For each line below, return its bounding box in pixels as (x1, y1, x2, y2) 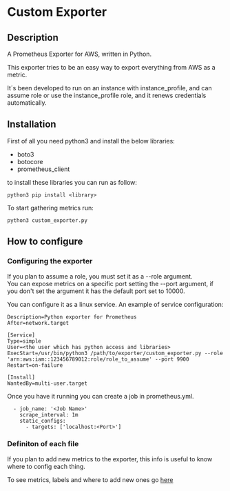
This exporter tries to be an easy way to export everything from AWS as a (7, 63, 216, 71)
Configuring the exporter (7, 257, 93, 266)
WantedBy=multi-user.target (7, 380, 88, 387)
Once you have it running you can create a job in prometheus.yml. (7, 392, 194, 400)
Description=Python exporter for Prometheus (7, 313, 137, 321)
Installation (7, 119, 56, 130)
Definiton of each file (7, 439, 79, 449)
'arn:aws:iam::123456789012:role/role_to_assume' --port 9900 (7, 356, 189, 363)
